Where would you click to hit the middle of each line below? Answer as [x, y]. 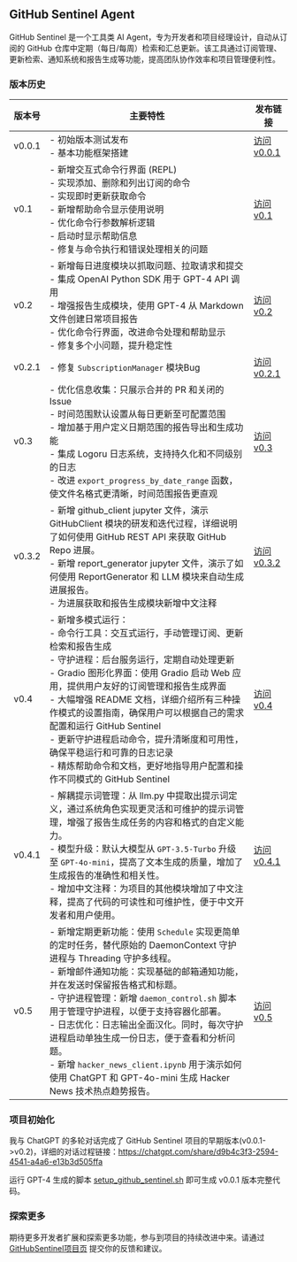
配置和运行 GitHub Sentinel [105, 727]
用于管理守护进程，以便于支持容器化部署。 [138, 1012]
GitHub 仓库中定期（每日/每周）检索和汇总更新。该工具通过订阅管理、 [154, 48]
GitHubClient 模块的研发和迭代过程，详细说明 [143, 524]
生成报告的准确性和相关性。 [107, 875]
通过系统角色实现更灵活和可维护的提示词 [151, 809]
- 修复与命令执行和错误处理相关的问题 [129, 250]
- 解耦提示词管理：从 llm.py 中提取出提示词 [139, 796]
